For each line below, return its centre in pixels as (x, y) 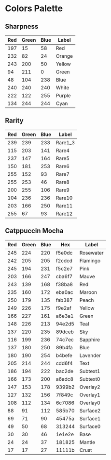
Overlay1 (90, 395)
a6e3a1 (65, 316)
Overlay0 (90, 403)
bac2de (65, 371)
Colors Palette (34, 9)
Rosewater (91, 253)
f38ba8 (64, 284)
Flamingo (90, 260)
